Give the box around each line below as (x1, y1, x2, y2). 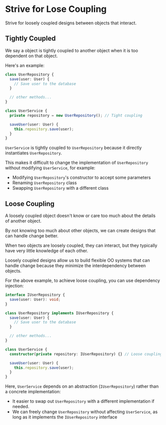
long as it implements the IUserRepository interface (12, 414, 118, 420)
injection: (5, 283, 24, 289)
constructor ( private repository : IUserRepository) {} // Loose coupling (9, 352, 163, 356)
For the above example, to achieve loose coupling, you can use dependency (5, 278, 161, 283)
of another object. (5, 218, 42, 224)
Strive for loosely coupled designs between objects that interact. (5, 20, 137, 26)
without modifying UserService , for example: (5, 165, 95, 171)
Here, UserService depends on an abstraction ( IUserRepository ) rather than (5, 383, 159, 389)
